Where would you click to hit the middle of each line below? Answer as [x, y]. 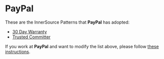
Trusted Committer [31, 37]
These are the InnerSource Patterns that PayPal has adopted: [67, 22]
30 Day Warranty [30, 31]
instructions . [18, 52]
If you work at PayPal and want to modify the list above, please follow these [82, 46]
